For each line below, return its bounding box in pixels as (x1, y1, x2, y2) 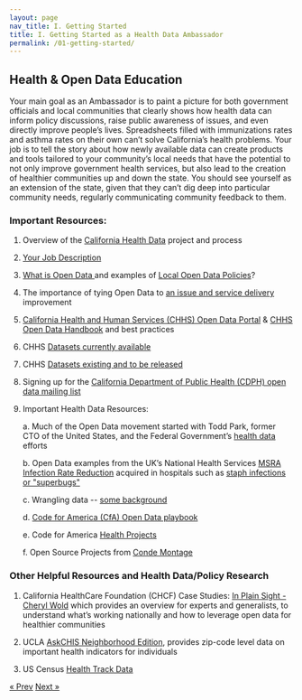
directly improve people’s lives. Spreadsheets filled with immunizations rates (9, 125, 293, 135)
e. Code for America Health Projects (22, 529, 158, 540)
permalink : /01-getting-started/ (9, 38, 135, 48)
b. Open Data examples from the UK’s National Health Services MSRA (22, 458, 281, 469)
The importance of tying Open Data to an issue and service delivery (22, 287, 275, 298)
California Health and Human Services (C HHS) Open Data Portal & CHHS (22, 314, 293, 325)
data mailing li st (22, 386, 81, 397)
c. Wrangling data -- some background (22, 494, 168, 506)
